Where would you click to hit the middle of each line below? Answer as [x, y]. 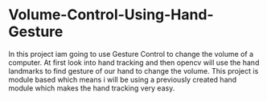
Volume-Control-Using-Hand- [111, 15]
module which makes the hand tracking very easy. [92, 88]
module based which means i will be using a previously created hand [123, 79]
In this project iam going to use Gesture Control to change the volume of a [131, 54]
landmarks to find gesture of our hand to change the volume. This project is [133, 71]
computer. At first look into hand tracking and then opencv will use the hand [134, 63]
